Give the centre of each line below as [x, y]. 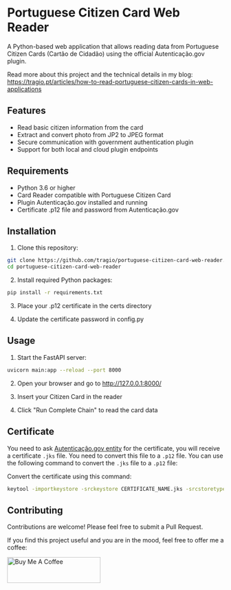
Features [26, 111]
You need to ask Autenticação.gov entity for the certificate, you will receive [113, 448]
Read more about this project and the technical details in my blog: [100, 74]
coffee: [17, 548]
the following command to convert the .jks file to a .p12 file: [92, 462]
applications [24, 89]
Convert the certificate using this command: [69, 476]
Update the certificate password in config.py [80, 319]
